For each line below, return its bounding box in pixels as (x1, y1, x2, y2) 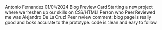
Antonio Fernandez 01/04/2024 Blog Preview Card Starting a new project (5, 4, 153, 10)
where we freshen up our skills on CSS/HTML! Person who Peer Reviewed (5, 9, 156, 15)
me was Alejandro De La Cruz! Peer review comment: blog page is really (5, 15, 151, 20)
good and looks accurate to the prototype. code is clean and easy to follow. (5, 19, 158, 25)
